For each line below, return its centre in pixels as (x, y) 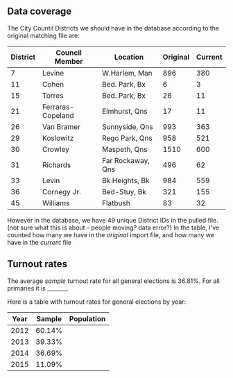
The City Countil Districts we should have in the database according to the (113, 28)
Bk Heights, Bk (126, 180)
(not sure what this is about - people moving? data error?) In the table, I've (113, 227)
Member (69, 61)
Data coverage (40, 11)
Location (129, 57)
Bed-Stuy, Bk (124, 191)
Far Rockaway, (126, 160)
